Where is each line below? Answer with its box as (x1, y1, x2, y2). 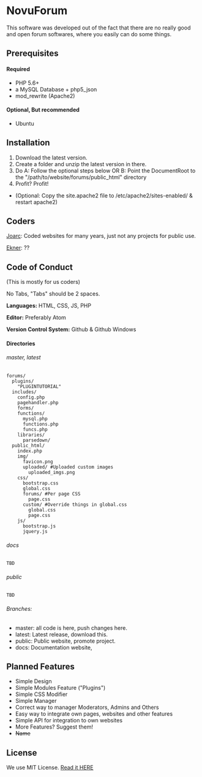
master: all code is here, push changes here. (15, 624, 127, 632)
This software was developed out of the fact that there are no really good (6, 24, 191, 31)
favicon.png (22, 458, 53, 465)
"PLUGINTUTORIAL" (17, 383, 62, 389)
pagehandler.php (17, 399, 59, 405)
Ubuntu (15, 120, 35, 127)
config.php (17, 394, 45, 400)
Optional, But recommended (6, 106, 80, 113)
